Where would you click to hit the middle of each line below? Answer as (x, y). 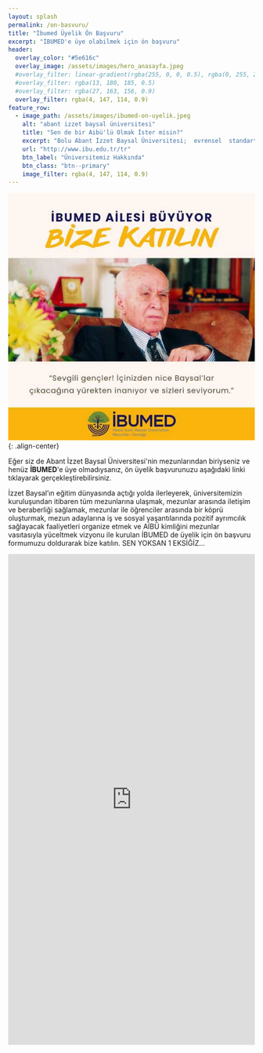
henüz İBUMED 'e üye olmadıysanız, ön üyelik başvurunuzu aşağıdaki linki (127, 470)
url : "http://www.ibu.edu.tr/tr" (77, 149)
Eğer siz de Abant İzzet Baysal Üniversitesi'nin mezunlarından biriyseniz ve (129, 461)
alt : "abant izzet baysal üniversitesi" (89, 124)
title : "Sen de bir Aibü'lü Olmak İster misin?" (103, 133)
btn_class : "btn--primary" (66, 166)
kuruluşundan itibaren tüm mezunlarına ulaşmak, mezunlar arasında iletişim (129, 502)
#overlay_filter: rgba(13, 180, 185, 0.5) (85, 82)
